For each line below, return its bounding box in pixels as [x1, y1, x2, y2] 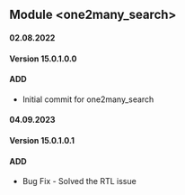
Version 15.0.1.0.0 [9, 53, 78, 64]
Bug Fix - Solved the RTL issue [22, 176, 137, 187]
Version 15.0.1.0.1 [9, 135, 75, 145]
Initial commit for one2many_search [22, 94, 154, 105]
